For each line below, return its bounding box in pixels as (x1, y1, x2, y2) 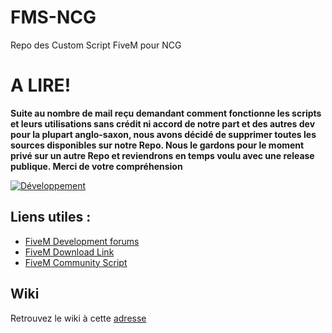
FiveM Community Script (24, 256, 128, 268)
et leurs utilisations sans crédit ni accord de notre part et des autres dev (10, 117, 316, 130)
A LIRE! (10, 74, 72, 97)
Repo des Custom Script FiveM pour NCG (10, 39, 182, 51)
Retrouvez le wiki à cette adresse (10, 312, 147, 324)
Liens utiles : (10, 209, 92, 226)
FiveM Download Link (24, 246, 115, 258)
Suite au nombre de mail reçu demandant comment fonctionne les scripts (10, 107, 322, 119)
